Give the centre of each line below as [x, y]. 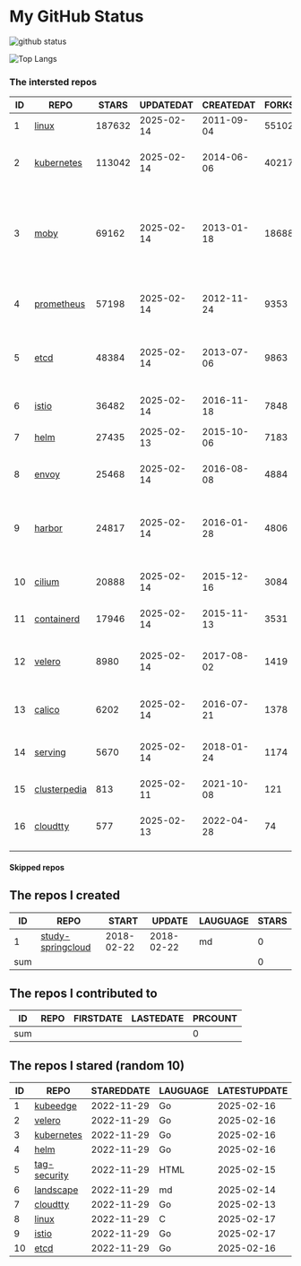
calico [47, 710]
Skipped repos [37, 867]
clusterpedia [61, 789]
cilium [47, 582]
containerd [57, 619]
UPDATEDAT [167, 105]
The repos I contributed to [84, 994]
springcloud [65, 947]
